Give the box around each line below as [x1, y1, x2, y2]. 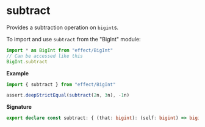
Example [6, 69, 29, 77]
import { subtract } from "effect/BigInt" [6, 81, 116, 88]
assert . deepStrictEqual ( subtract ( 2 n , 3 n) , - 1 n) [6, 92, 130, 98]
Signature [6, 103, 32, 111]
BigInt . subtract [6, 58, 48, 64]
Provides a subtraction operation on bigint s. [6, 24, 119, 31]
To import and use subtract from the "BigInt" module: [6, 35, 142, 43]
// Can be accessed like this [6, 53, 84, 59]
